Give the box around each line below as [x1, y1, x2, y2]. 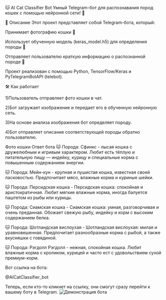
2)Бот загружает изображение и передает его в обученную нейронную [5, 104, 157, 110]
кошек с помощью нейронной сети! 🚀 [5, 10, 85, 16]
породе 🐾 [5, 59, 25, 64]
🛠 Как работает [5, 84, 39, 89]
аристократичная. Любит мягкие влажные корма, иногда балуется [5, 190, 148, 195]
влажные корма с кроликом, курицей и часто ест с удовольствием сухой [5, 250, 162, 255]
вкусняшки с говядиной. [5, 235, 57, 241]
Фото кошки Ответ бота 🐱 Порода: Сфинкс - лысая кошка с [5, 144, 132, 150]
